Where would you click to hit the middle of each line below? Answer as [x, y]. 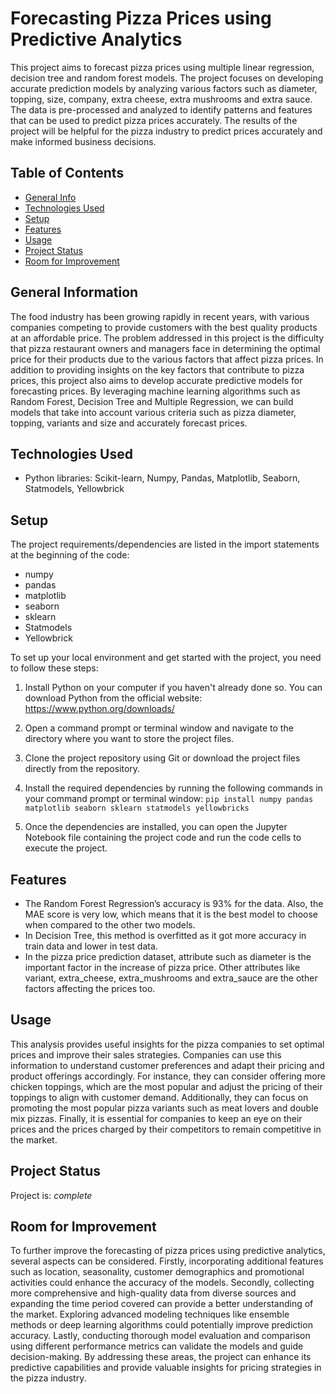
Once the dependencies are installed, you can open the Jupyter [156, 827]
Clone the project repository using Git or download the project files [162, 758]
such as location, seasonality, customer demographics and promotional [157, 1272]
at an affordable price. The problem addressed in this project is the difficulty [167, 338]
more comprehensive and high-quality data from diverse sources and [153, 1293]
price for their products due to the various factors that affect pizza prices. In [167, 359]
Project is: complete [51, 1195]
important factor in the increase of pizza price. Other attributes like [162, 967]
